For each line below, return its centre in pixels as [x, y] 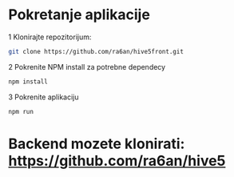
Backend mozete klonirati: [97, 144]
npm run [21, 111]
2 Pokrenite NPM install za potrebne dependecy [87, 66]
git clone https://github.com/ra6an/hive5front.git [96, 51]
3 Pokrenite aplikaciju [44, 97]
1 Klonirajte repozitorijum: [50, 37]
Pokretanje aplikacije [79, 15]
